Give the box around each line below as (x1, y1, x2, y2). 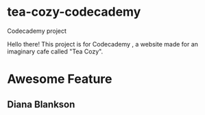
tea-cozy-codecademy (7, 4, 141, 20)
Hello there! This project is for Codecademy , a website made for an (7, 40, 199, 48)
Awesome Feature (7, 71, 112, 87)
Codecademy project (7, 27, 67, 35)
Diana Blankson (7, 99, 75, 110)
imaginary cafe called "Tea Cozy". (7, 47, 104, 55)
